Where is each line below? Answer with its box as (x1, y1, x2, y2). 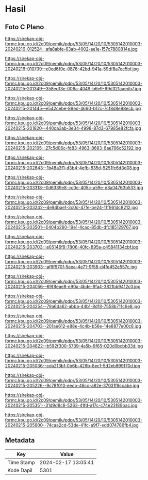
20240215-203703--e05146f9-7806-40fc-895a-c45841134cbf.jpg (5, 244, 139, 250)
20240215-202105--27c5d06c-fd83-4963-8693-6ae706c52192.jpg (5, 145, 141, 151)
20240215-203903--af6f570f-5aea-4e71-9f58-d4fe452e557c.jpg (5, 264, 137, 269)
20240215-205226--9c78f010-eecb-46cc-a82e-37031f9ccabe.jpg (5, 383, 140, 388)
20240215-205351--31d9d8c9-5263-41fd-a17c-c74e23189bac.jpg (5, 403, 138, 408)
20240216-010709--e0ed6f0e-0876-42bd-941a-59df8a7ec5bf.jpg (5, 66, 139, 72)
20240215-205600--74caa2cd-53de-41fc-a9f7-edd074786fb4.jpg (5, 422, 139, 428)
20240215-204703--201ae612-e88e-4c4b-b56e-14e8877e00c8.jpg (5, 323, 142, 329)
